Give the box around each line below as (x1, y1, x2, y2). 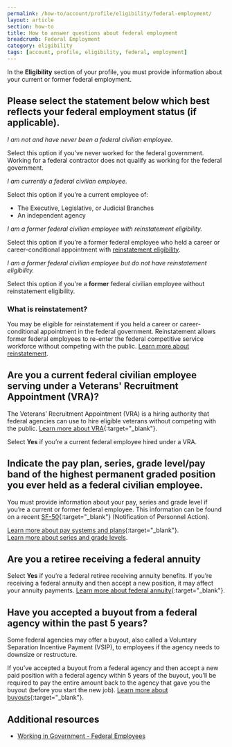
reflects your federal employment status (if (7, 106, 197, 118)
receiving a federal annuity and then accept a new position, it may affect (7, 579, 213, 588)
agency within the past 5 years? (7, 617, 148, 629)
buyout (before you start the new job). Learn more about (7, 686, 168, 694)
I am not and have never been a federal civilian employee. (7, 135, 173, 143)
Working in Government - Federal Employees (17, 732, 146, 740)
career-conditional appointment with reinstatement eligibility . (7, 245, 181, 254)
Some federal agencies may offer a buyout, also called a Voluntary (7, 635, 197, 644)
